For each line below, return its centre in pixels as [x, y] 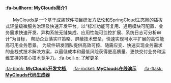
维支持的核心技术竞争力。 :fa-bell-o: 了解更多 [52, 58]
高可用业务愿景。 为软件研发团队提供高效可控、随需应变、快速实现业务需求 [84, 45]
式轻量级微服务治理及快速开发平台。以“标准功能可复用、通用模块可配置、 [82, 26]
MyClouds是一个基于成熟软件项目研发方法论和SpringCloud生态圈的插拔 [88, 20]
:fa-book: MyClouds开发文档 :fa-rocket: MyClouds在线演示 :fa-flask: [84, 69]
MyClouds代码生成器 [27, 75]
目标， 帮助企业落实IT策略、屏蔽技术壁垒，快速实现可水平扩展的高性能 [90, 39]
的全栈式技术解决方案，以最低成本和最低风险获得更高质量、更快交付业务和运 [85, 52]
